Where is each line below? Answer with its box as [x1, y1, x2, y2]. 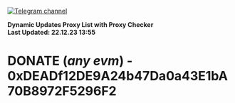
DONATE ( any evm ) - [7, 53, 133, 69]
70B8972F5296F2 [7, 83, 117, 99]
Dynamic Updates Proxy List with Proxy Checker [7, 21, 154, 28]
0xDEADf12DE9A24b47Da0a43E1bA [7, 68, 228, 85]
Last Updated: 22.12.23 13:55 [7, 28, 96, 36]
